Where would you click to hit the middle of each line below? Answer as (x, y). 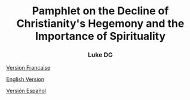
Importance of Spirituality (100, 36)
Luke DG (100, 55)
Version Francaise (28, 68)
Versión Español (26, 91)
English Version (25, 79)
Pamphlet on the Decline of (100, 11)
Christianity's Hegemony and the (100, 24)
